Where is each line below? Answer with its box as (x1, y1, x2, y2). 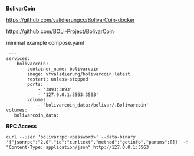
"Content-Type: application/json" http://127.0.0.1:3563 (6, 144, 149, 150)
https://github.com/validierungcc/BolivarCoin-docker (6, 16, 135, 23)
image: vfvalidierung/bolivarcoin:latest (27, 71, 131, 77)
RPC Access (6, 123, 37, 130)
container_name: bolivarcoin (27, 66, 99, 72)
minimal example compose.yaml (6, 39, 84, 46)
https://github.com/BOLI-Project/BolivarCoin (6, 28, 114, 35)
